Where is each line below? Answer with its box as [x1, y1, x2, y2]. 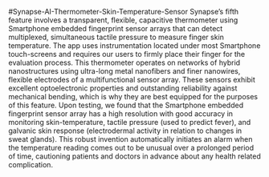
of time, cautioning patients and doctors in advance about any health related [8, 151, 261, 161]
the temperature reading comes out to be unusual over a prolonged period [8, 143, 255, 152]
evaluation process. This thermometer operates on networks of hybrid [8, 58, 241, 67]
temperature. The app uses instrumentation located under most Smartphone [8, 41, 261, 50]
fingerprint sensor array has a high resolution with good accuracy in [8, 109, 234, 119]
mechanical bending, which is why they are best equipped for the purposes [8, 92, 259, 101]
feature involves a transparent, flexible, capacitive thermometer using [8, 15, 238, 25]
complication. [8, 160, 54, 169]
